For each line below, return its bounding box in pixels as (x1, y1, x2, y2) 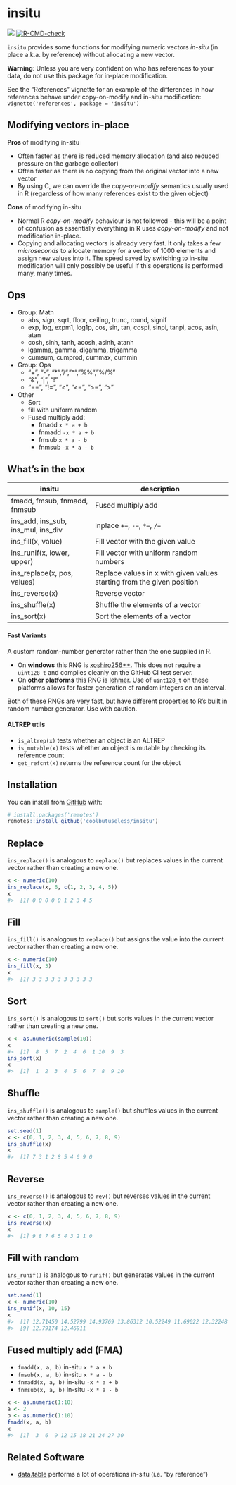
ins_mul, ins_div (11, 525, 63, 535)
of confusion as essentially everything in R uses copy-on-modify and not (17, 224, 229, 232)
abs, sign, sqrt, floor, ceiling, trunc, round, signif (27, 315, 167, 324)
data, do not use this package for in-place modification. (7, 71, 169, 80)
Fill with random (7, 1252, 79, 1264)
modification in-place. (17, 231, 81, 240)
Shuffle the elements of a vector (94, 600, 202, 610)
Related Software (7, 1451, 84, 1464)
